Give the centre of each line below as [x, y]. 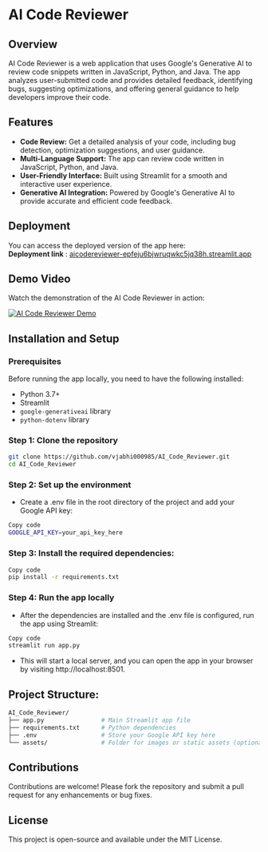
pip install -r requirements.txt [64, 577]
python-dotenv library [55, 420]
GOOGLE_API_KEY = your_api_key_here [66, 533]
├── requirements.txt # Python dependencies [93, 727]
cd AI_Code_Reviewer [43, 465]
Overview [33, 44]
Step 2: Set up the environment [70, 485]
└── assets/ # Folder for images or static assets [119, 743]
